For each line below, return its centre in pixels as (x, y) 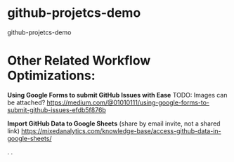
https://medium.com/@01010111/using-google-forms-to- (128, 102)
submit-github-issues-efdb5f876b (57, 109)
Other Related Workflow (79, 61)
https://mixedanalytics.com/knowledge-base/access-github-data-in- (121, 130)
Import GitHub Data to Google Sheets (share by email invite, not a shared (114, 123)
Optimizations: (51, 76)
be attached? (26, 102)
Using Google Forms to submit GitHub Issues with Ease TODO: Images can (117, 95)
